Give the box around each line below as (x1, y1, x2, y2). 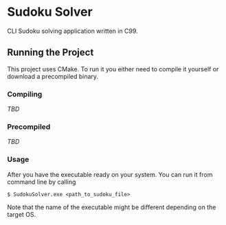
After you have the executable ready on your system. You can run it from (7, 170, 213, 178)
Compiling (7, 89, 43, 99)
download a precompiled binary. (7, 72, 98, 80)
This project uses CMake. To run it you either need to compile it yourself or (7, 64, 219, 73)
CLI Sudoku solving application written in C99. (7, 27, 139, 35)
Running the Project (7, 47, 94, 58)
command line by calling (7, 178, 76, 186)
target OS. (7, 210, 36, 218)
